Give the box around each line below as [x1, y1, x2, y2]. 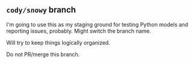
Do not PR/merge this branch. [6, 51, 80, 58]
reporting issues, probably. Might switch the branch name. [6, 27, 152, 34]
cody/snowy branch [6, 5, 77, 15]
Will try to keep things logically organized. [6, 39, 110, 46]
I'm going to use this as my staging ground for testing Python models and [6, 21, 189, 28]
